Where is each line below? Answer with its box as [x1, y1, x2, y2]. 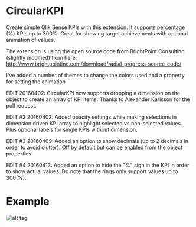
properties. [6, 150, 33, 157]
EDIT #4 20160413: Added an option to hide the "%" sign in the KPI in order [6, 161, 190, 168]
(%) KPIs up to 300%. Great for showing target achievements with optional [6, 30, 188, 37]
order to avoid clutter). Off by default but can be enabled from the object [6, 144, 183, 151]
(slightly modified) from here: [6, 54, 77, 61]
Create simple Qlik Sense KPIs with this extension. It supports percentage [6, 24, 185, 31]
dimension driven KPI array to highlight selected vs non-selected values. [6, 119, 182, 127]
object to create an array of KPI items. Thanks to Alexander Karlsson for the [6, 96, 190, 103]
